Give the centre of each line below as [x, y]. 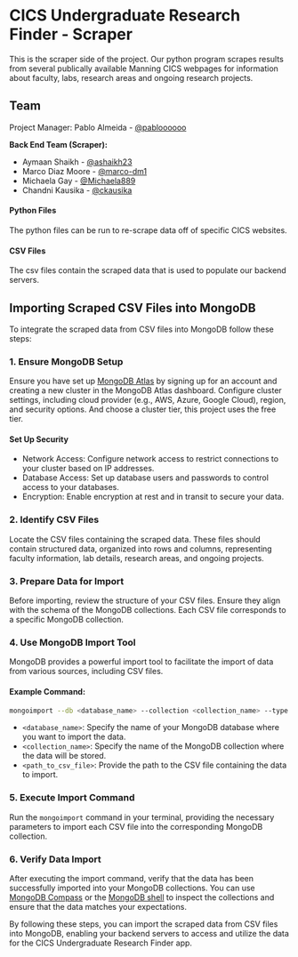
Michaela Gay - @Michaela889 [79, 181]
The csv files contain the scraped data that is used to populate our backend [148, 270]
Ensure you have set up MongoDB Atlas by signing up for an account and [143, 381]
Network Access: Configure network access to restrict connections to [150, 459]
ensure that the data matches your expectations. [98, 907]
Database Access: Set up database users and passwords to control [145, 478]
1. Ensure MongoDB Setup [66, 361]
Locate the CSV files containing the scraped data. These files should [135, 539]
